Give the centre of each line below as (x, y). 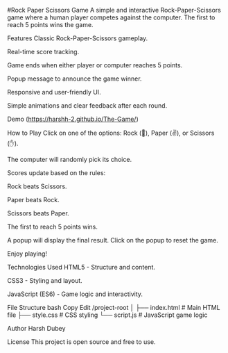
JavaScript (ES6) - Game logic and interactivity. (75, 294)
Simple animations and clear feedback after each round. (87, 106)
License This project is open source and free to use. (81, 342)
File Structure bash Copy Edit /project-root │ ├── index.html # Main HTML (114, 307)
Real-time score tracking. (43, 52)
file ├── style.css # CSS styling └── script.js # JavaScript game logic (107, 315)
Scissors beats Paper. (38, 213)
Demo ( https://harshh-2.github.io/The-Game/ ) (73, 119)
